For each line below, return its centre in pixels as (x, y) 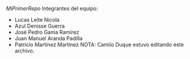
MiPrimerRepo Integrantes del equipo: (52, 8)
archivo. (24, 51)
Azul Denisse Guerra (40, 26)
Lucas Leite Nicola (37, 20)
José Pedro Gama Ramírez (47, 32)
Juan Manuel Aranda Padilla (49, 38)
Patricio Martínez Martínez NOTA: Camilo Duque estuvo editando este (99, 44)
